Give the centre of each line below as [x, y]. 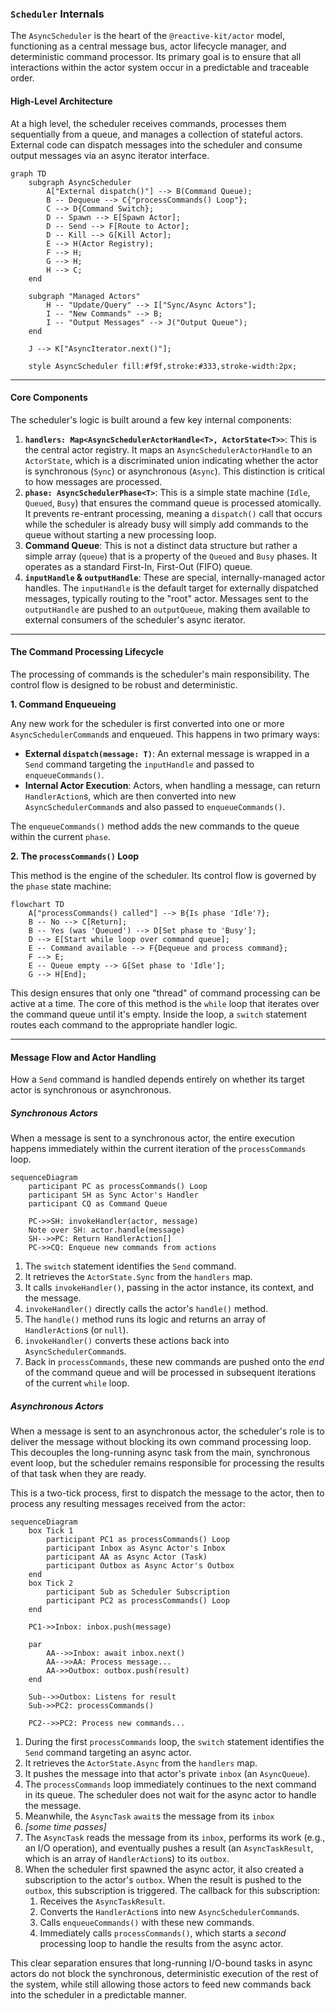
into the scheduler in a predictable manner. [98, 1995]
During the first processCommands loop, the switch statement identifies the [174, 1742]
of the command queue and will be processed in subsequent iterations [170, 1373]
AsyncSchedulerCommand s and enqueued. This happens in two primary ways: [165, 734]
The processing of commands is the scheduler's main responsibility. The [160, 674]
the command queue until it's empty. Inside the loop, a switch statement [158, 1014]
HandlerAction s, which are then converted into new [130, 796]
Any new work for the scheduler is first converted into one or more [147, 723]
